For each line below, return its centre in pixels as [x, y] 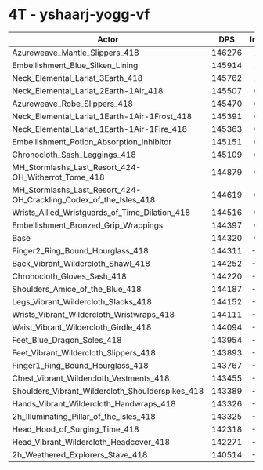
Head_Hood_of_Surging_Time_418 [76, 429]
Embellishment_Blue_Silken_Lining [75, 65]
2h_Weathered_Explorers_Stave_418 [80, 454]
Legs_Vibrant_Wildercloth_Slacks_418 [82, 301]
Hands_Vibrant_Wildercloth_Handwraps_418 [94, 403]
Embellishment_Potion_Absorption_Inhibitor [92, 141]
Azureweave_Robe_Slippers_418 [72, 104]
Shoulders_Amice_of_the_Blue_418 [77, 289]
